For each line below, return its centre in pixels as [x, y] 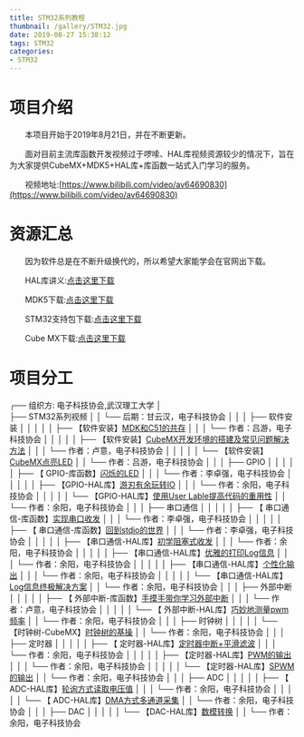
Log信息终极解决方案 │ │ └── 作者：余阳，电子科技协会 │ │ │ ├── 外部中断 [151, 586]
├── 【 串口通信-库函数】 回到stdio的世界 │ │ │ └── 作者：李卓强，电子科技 [152, 530]
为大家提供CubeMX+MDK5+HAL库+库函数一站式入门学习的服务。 [132, 165]
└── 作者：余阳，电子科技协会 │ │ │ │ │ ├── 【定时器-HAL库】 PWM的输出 [151, 654]
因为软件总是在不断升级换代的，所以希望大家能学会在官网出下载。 [148, 260]
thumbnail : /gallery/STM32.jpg [68, 26]
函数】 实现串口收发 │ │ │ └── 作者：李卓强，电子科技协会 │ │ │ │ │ [155, 518]
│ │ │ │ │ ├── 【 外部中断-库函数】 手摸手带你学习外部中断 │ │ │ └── [139, 598]
